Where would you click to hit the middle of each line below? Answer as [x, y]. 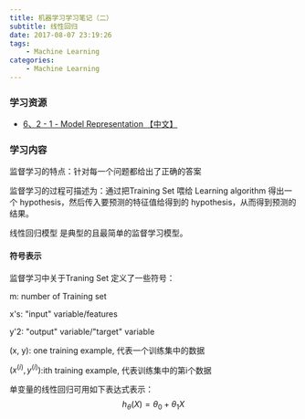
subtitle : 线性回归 [44, 26]
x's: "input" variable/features [64, 314]
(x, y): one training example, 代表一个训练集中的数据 [107, 350]
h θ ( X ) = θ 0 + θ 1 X [153, 405]
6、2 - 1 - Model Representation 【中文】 [100, 124]
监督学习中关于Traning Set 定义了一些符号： [92, 278]
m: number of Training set [58, 296]
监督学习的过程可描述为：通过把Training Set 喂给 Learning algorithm [138, 191]
